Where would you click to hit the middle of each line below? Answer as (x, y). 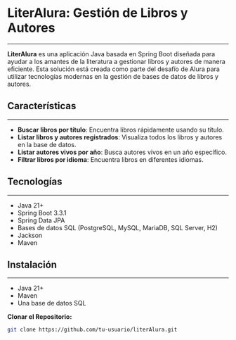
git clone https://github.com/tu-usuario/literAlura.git (92, 330)
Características (42, 106)
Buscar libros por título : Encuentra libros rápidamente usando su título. (121, 130)
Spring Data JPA (41, 220)
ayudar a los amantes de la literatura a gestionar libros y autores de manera (117, 61)
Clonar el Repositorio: (40, 317)
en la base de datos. (47, 144)
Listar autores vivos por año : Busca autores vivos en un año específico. (122, 152)
